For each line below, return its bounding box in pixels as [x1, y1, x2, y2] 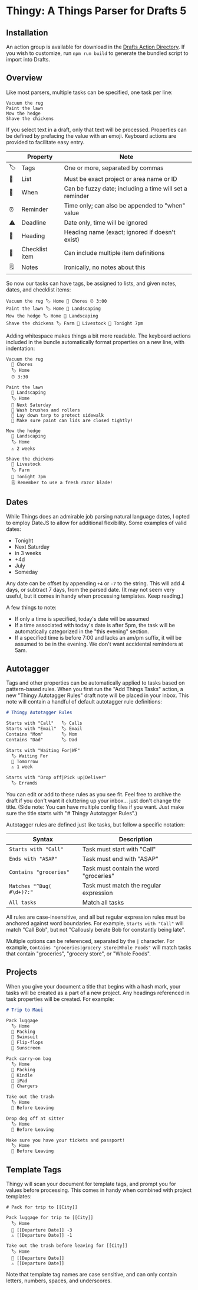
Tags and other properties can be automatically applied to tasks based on [6, 679, 185, 686]
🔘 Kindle [11, 1072, 33, 1078]
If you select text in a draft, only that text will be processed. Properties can [6, 126, 187, 133]
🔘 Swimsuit [11, 1034, 38, 1040]
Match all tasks [82, 899, 124, 907]
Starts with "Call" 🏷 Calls [6, 720, 82, 727]
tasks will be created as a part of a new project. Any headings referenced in [6, 989, 190, 996]
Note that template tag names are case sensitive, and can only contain [6, 1270, 177, 1278]
